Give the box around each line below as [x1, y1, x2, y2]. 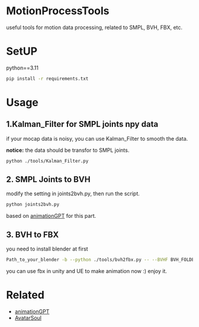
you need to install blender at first [6, 245, 88, 253]
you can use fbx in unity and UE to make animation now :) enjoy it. [6, 268, 168, 274]
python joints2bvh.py [6, 202, 60, 208]
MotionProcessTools [6, 4, 110, 18]
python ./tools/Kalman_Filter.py [6, 158, 89, 164]
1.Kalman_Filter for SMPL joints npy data [6, 119, 159, 129]
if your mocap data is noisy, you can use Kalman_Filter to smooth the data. [6, 135, 188, 142]
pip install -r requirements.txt [6, 75, 89, 81]
